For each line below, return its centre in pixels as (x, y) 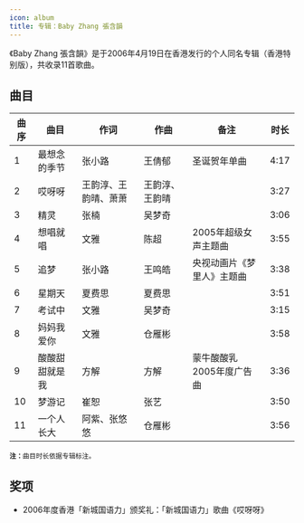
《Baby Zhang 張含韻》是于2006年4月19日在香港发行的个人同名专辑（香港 (146, 53)
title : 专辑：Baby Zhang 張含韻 (66, 26)
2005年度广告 (222, 372)
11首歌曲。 (80, 64)
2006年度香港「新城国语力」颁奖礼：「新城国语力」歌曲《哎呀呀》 (145, 510)
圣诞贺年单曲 (219, 161)
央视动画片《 (219, 263)
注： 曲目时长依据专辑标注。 (52, 456)
